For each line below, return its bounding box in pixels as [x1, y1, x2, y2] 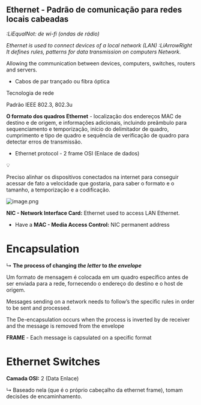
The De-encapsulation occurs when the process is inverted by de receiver [6, 316, 190, 323]
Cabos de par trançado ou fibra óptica [14, 77, 110, 85]
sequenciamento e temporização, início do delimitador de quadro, [6, 125, 169, 133]
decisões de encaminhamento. [6, 392, 83, 400]
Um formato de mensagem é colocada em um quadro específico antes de [6, 273, 189, 281]
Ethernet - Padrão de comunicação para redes [6, 5, 182, 15]
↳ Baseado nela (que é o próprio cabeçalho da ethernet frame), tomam [6, 386, 183, 394]
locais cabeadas [6, 14, 69, 25]
